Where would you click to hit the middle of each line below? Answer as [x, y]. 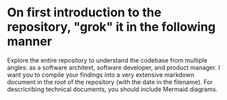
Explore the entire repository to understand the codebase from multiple [107, 60]
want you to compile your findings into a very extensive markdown [101, 74]
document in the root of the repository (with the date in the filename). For [110, 82]
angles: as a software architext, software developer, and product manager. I [113, 67]
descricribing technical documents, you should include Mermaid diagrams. [112, 89]
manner [30, 41]
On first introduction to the [84, 13]
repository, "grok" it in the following [111, 27]
